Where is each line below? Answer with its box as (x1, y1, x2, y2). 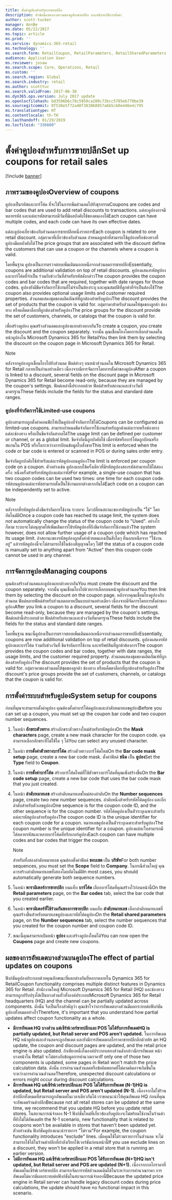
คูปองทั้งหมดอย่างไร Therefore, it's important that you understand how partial (5, 1009, 158, 1015)
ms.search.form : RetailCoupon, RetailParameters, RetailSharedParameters (5, 50, 167, 56)
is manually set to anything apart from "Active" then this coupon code (5, 546, 152, 553)
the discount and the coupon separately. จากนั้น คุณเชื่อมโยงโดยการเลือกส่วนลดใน (5, 329, 163, 335)
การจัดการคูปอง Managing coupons (5, 567, 108, 576)
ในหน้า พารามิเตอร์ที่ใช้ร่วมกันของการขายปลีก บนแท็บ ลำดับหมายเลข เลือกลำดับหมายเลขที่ (12, 906, 163, 912)
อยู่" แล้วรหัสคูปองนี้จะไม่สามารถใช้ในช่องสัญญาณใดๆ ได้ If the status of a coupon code (5, 541, 164, 547)
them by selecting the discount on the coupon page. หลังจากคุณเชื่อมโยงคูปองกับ (5, 592, 164, 598)
